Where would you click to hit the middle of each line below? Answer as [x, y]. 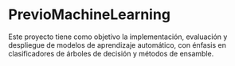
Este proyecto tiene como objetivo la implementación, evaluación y [118, 37]
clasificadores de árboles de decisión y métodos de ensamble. [111, 53]
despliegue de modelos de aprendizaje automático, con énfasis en [117, 45]
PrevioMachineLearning [90, 15]
